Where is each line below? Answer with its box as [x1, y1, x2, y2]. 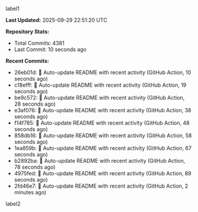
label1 [5, 5, 20, 12]
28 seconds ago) [14, 100, 56, 107]
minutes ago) [14, 189, 47, 195]
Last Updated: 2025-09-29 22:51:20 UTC [5, 17, 108, 23]
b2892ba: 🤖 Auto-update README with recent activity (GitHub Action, [14, 157, 186, 164]
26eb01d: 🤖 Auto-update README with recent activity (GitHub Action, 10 [14, 69, 191, 76]
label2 [5, 200, 21, 207]
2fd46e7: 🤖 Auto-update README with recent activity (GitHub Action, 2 [14, 182, 189, 189]
